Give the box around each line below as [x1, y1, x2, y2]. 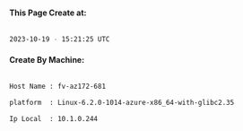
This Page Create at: [9, 7, 87, 18]
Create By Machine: [9, 54, 85, 65]
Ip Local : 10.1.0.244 [9, 115, 99, 124]
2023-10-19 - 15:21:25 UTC [9, 35, 110, 44]
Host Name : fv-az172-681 [9, 82, 106, 92]
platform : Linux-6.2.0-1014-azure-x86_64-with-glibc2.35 [9, 99, 235, 108]
